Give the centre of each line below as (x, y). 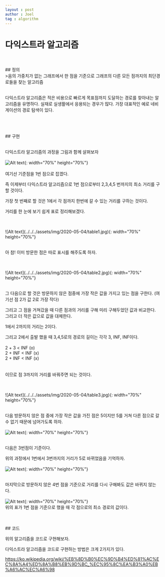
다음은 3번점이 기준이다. (28, 448)
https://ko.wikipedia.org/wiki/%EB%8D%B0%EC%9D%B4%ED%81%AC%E (82, 559)
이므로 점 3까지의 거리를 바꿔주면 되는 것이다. (49, 374)
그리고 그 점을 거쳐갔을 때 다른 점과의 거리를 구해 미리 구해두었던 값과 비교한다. (81, 310)
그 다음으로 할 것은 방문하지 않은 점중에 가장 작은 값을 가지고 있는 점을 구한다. (79, 293)
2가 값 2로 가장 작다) (39, 300)
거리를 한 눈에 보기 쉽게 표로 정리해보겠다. (45, 211)
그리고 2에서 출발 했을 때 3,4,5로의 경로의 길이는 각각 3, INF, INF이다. (72, 337)
